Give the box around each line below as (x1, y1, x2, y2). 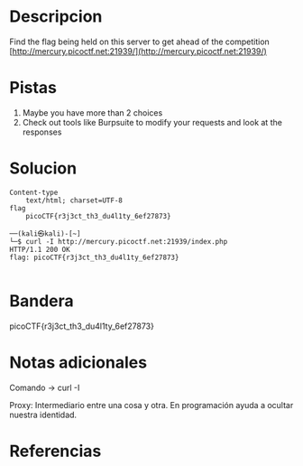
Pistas (9, 78, 57, 98)
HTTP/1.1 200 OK (9, 245, 70, 254)
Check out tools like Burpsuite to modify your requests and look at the (22, 116, 282, 127)
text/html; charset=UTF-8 (25, 196, 124, 205)
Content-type (9, 188, 59, 197)
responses (22, 126, 62, 137)
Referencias (9, 441, 102, 461)
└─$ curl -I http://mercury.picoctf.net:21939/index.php (9, 237, 228, 246)
